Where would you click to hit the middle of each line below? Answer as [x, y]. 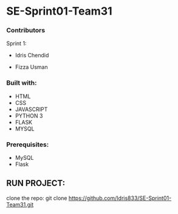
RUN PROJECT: [36, 183]
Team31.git [20, 204]
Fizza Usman [31, 67]
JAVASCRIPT [31, 109]
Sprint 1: [16, 43]
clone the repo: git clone [37, 198]
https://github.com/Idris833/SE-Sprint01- [120, 198]
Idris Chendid [32, 55]
